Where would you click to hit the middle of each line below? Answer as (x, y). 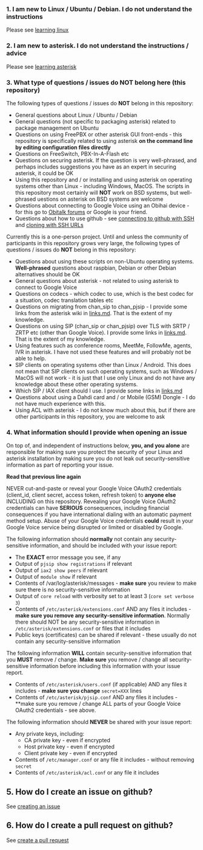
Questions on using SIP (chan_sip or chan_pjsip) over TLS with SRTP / (102, 326)
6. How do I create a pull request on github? (90, 825)
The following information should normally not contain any (80, 539)
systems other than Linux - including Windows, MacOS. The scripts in (102, 186)
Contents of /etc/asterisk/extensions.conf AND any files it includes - (103, 609)
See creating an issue (33, 806)
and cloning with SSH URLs (49, 225)
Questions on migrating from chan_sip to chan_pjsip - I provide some (101, 307)
